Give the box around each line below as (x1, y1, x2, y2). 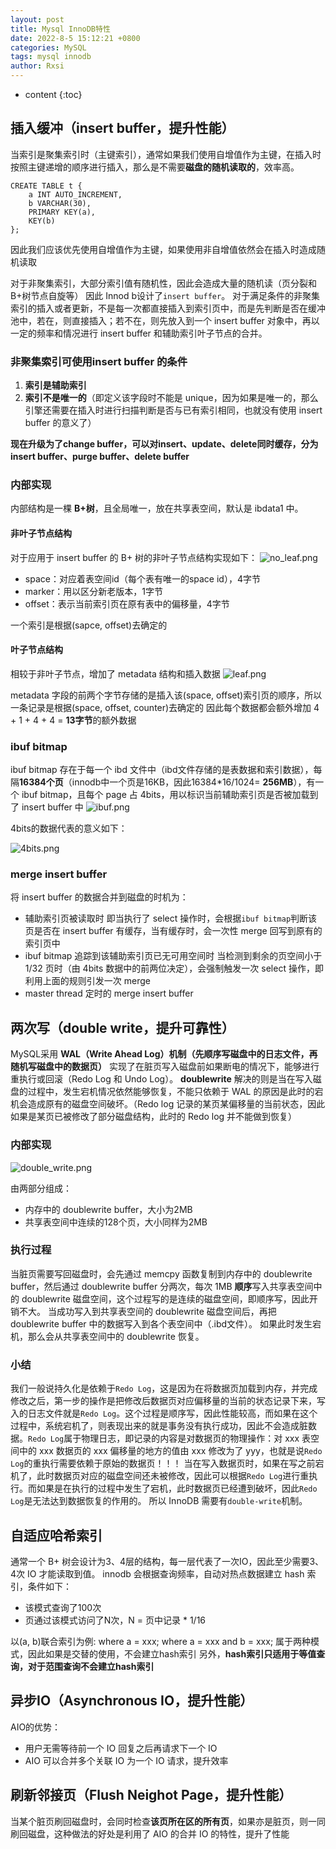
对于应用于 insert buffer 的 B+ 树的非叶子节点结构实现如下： (10, 551, 258, 563)
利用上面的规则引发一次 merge (24, 975, 151, 987)
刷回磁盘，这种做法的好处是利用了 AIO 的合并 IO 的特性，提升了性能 (10, 1827, 290, 1840)
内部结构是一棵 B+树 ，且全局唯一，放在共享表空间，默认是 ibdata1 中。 (10, 502, 304, 515)
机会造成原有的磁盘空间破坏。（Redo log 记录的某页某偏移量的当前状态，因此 (10, 1098, 326, 1110)
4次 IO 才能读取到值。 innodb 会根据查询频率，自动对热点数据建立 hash (10, 1567, 305, 1580)
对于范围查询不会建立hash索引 (27, 1660, 155, 1672)
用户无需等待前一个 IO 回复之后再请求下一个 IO (24, 1742, 218, 1754)
